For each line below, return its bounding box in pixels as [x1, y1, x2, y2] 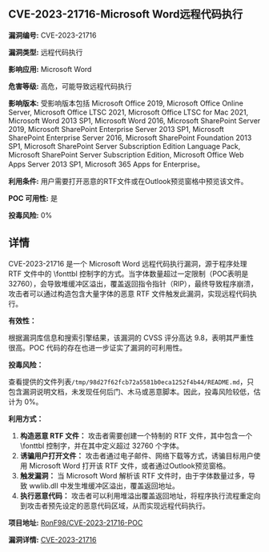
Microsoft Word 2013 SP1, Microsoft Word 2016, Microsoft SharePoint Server [8, 115, 261, 126]
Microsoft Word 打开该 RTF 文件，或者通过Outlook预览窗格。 [29, 461, 231, 470]
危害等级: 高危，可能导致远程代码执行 [8, 81, 132, 90]
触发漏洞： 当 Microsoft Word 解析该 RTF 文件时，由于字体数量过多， [19, 470, 249, 480]
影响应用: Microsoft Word [8, 64, 92, 74]
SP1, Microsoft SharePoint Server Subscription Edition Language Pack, [8, 141, 241, 150]
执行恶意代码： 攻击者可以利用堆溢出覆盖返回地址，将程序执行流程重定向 [19, 490, 261, 500]
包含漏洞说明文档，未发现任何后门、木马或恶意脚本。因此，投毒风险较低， [8, 386, 254, 396]
